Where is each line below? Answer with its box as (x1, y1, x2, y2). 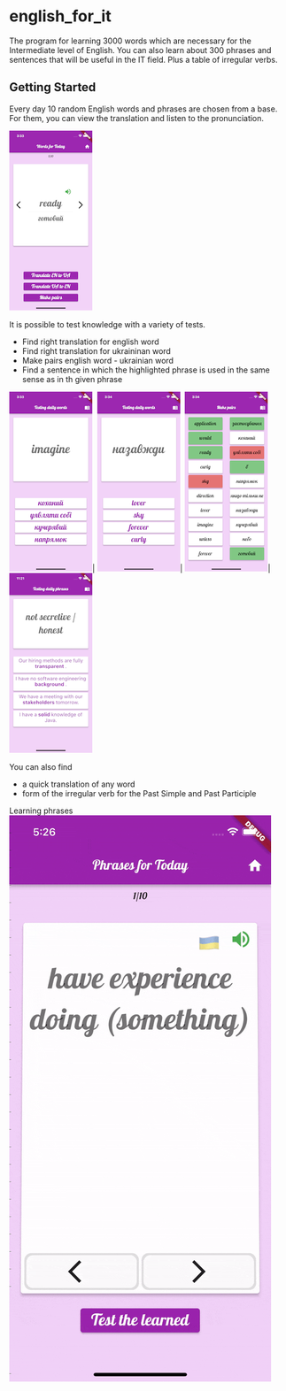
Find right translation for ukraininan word (21, 345, 171, 356)
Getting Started (9, 80, 97, 95)
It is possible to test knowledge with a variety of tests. (9, 319, 206, 329)
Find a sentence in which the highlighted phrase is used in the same (21, 365, 270, 375)
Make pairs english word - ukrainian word (21, 355, 174, 365)
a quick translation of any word (21, 779, 135, 789)
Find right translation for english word (21, 336, 159, 347)
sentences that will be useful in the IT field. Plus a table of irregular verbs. (9, 54, 278, 65)
